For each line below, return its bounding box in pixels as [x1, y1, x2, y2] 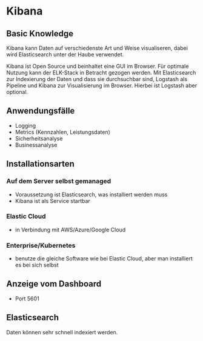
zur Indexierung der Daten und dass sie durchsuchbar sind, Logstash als [6, 76, 188, 82]
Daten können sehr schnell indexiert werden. [6, 328, 118, 336]
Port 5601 [15, 295, 39, 302]
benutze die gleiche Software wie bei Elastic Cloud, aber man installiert [15, 255, 193, 262]
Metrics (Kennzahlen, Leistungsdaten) [15, 128, 111, 136]
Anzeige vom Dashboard [6, 279, 102, 289]
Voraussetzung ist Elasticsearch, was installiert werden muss [15, 191, 168, 198]
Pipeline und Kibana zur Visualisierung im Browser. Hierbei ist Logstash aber [6, 82, 198, 89]
